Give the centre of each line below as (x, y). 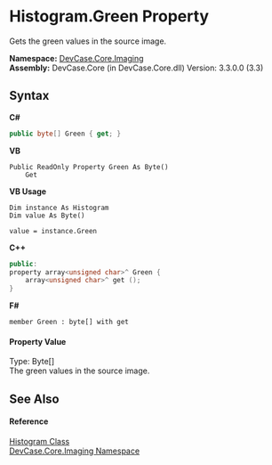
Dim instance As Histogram (59, 208)
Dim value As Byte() (48, 216)
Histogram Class (40, 441)
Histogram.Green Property (109, 16)
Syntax (29, 96)
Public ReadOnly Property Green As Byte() (89, 167)
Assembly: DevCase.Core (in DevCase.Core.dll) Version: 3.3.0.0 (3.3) (136, 68)
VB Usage (28, 191)
